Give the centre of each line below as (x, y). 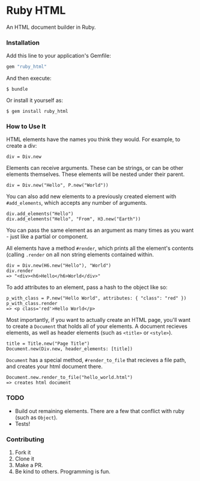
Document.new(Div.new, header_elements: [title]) (70, 349)
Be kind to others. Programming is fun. (63, 471)
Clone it (25, 459)
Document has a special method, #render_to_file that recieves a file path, (96, 360)
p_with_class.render (32, 304)
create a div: (22, 146)
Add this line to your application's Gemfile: (59, 56)
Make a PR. (29, 465)
